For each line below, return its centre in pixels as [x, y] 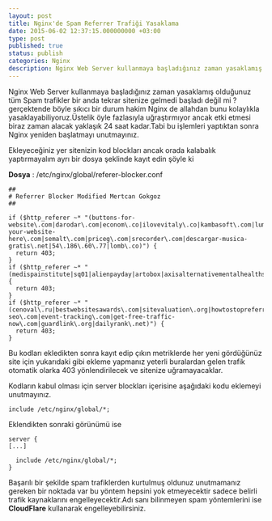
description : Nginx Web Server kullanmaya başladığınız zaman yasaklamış [136, 69]
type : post [27, 38]
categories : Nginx [39, 61]
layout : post [30, 16]
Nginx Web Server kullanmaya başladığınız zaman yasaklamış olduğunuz [130, 91]
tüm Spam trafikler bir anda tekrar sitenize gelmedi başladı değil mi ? [123, 100]
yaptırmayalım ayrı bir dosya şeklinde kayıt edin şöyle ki [101, 159]
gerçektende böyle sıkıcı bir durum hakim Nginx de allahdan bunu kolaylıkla [134, 108]
